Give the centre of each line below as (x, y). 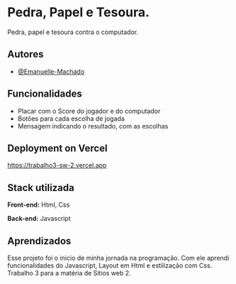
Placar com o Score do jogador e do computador (89, 111)
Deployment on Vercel (57, 148)
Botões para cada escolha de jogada (71, 119)
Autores (26, 54)
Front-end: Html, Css (39, 205)
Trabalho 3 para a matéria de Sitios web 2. (69, 273)
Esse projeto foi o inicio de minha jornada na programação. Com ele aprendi (118, 258)
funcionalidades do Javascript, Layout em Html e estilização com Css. (110, 266)
